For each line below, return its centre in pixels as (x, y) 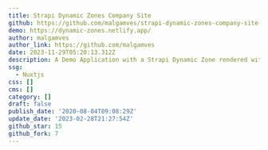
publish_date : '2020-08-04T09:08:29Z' (73, 112)
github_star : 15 (35, 126)
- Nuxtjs (30, 75)
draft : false (30, 104)
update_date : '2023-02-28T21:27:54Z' (71, 119)
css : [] (21, 82)
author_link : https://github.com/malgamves (82, 45)
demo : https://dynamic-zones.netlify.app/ (80, 30)
